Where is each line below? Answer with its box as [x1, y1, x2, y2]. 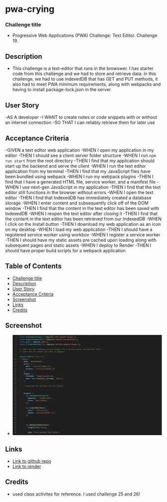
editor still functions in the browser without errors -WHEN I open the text [5, 189, 154, 195]
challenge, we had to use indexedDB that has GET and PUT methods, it [12, 76, 158, 82]
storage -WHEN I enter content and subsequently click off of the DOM [5, 200, 149, 206]
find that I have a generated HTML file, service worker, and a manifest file [5, 179, 156, 185]
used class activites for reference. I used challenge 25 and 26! [12, 491, 140, 497]
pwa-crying [5, 3, 55, 15]
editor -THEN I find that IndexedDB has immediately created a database [5, 195, 152, 201]
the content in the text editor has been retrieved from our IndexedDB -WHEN [5, 215, 162, 222]
